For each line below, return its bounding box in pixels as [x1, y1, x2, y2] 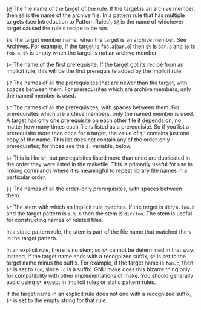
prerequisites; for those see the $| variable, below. [6, 143, 132, 149]
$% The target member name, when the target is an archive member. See [6, 36, 186, 43]
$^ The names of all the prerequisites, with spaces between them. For [6, 104, 180, 111]
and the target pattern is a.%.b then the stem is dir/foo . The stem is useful [6, 210, 193, 217]
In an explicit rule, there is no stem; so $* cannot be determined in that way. [6, 246, 195, 254]
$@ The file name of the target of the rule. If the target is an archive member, [6, 5, 196, 12]
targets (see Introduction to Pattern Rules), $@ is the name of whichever [6, 18, 184, 25]
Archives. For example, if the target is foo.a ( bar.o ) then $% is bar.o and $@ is [6, 42, 196, 50]
